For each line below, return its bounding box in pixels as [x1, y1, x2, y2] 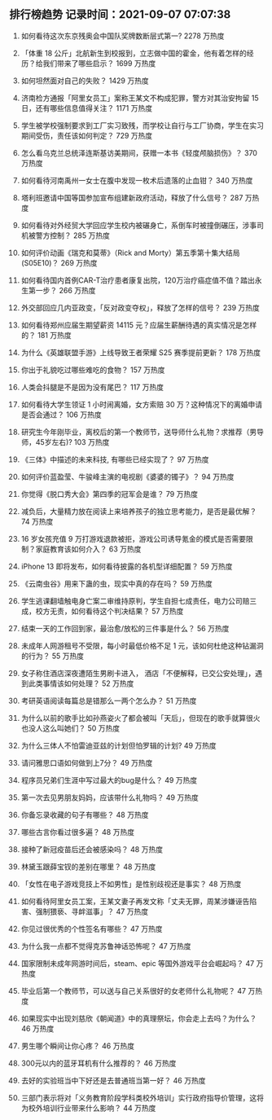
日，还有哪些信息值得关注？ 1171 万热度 [20, 103, 153, 112]
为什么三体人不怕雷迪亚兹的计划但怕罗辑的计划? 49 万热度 [20, 740, 217, 750]
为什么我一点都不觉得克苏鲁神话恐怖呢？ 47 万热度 [20, 941, 191, 951]
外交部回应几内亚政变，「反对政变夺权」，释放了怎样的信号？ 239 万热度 [20, 302, 260, 312]
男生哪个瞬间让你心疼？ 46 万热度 [20, 1041, 135, 1051]
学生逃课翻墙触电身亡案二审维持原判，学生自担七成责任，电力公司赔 [20, 595, 250, 605]
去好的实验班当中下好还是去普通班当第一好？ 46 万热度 [20, 1075, 206, 1085]
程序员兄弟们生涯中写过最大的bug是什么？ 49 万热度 [20, 775, 198, 784]
